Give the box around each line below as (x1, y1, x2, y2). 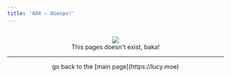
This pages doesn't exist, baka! (71, 42, 160, 51)
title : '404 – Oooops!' (7, 10, 76, 17)
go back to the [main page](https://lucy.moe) (52, 62, 179, 70)
